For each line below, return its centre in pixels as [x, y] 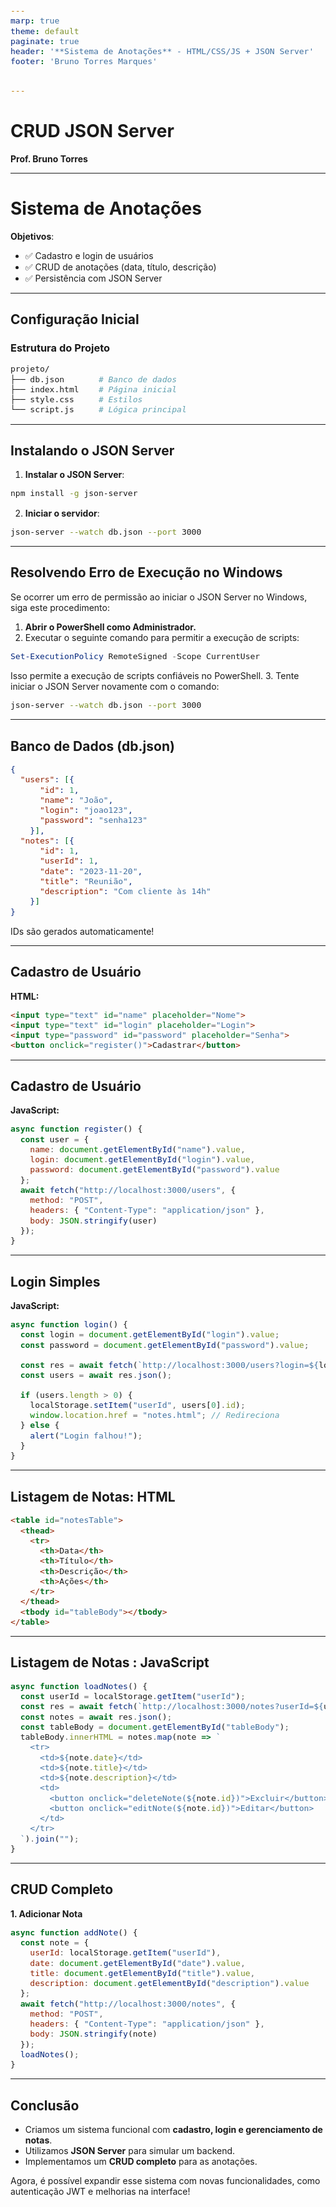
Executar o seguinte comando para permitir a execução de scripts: [162, 637]
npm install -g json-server [74, 493]
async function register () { [76, 1129]
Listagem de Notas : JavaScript [110, 1662]
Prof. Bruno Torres [49, 158]
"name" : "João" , [76, 799]
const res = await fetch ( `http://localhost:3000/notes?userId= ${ [171, 1706]
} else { [39, 1425]
